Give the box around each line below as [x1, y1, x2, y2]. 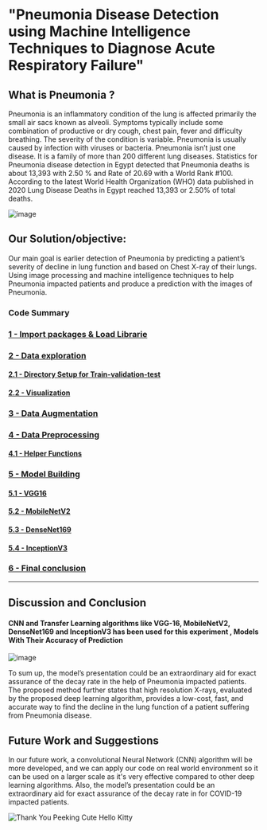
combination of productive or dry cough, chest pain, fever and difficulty [8, 126, 242, 135]
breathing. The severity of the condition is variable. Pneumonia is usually [8, 135, 246, 144]
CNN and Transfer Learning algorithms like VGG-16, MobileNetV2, [8, 618, 230, 628]
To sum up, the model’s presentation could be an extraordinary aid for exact [8, 668, 257, 678]
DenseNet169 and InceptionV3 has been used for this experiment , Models [8, 627, 259, 636]
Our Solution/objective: [8, 233, 127, 246]
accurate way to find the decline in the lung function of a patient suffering [8, 703, 250, 712]
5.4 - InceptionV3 [8, 543, 68, 553]
